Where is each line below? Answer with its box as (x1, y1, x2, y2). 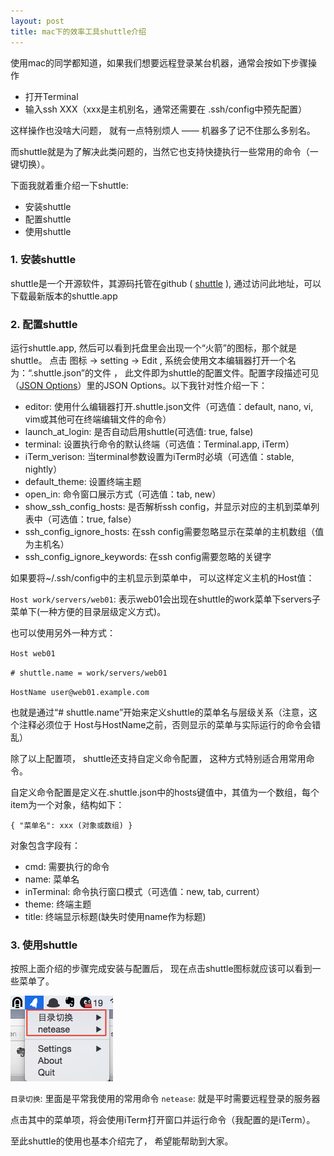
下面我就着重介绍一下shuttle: (10, 179, 129, 191)
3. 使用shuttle (10, 938, 78, 952)
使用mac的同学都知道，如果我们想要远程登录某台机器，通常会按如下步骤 (10, 56, 309, 69)
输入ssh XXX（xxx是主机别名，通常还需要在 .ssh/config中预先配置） (24, 103, 308, 115)
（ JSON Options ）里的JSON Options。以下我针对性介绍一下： (10, 380, 268, 392)
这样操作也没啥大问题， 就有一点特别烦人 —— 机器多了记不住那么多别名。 (10, 124, 316, 136)
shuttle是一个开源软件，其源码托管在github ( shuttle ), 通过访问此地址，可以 (10, 277, 322, 289)
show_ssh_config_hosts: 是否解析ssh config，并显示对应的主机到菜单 (24, 501, 312, 513)
